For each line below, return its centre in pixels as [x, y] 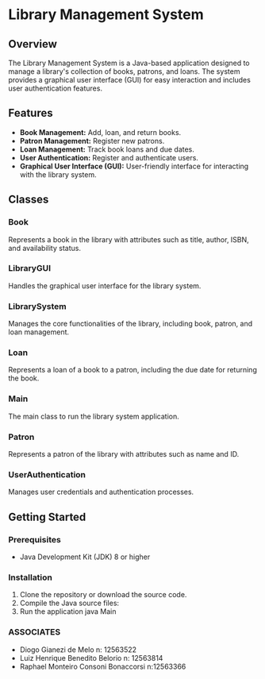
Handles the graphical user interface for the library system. [105, 285]
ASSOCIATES [35, 632]
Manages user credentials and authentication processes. [101, 492]
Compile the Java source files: [69, 603]
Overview [33, 44]
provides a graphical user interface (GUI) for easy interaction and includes [130, 80]
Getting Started [47, 517]
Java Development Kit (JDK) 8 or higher [85, 557]
